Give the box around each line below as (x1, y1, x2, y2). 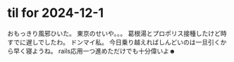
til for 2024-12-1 (7, 5, 104, 21)
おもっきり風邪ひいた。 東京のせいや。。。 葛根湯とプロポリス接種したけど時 (7, 29, 227, 37)
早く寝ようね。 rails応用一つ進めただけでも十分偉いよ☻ (13, 46, 176, 55)
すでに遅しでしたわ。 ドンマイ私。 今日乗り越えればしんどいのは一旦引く (7, 37, 221, 46)
